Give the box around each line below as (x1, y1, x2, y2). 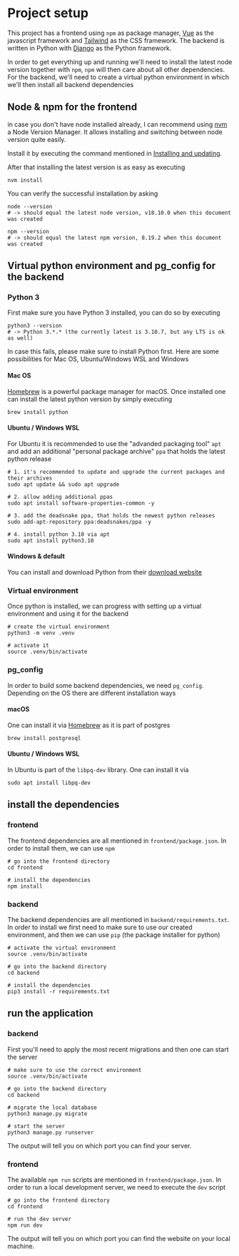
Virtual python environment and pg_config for (7, 260, 216, 272)
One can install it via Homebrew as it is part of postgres (7, 721, 171, 729)
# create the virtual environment (7, 623, 111, 631)
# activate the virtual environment (7, 944, 116, 952)
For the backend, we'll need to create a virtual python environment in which (7, 73, 230, 81)
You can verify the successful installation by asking (7, 189, 158, 198)
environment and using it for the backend (7, 609, 129, 618)
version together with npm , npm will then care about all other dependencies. (7, 65, 225, 74)
